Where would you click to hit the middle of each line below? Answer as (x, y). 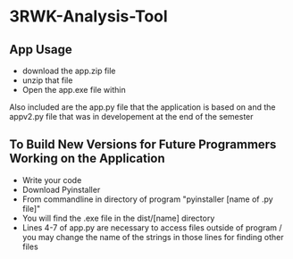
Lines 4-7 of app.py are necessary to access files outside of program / (152, 227)
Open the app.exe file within (74, 90)
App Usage (41, 50)
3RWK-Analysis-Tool (88, 17)
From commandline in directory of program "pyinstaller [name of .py (148, 199)
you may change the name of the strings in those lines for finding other (153, 237)
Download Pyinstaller (61, 189)
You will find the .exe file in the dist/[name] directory (118, 218)
